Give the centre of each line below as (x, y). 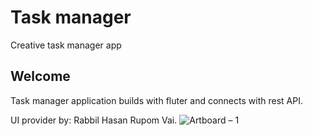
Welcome (40, 76)
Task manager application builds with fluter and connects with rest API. (156, 100)
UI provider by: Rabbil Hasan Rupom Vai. (94, 120)
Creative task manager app (66, 45)
